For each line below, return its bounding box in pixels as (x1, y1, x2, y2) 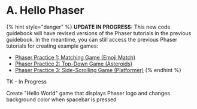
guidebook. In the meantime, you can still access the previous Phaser (6, 36, 178, 43)
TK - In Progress (6, 78, 47, 85)
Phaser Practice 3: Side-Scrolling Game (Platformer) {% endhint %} (14, 66, 181, 73)
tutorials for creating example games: (6, 42, 99, 49)
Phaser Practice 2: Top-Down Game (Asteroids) (14, 60, 133, 67)
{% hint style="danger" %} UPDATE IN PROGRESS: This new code (6, 23, 171, 30)
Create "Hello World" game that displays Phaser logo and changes (6, 89, 171, 96)
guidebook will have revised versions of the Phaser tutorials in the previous (6, 29, 192, 36)
